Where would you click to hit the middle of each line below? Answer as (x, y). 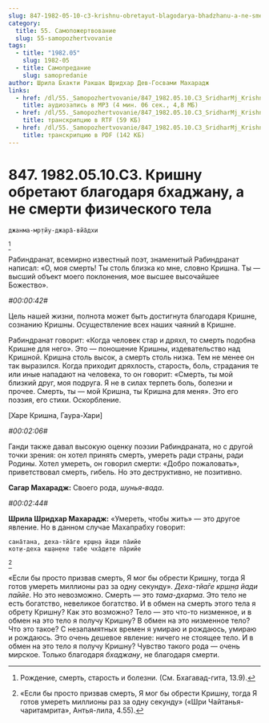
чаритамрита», (46, 710)
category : (25, 23)
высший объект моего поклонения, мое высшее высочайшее (114, 276)
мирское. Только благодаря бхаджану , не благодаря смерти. (114, 654)
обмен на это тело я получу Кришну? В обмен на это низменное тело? (129, 620)
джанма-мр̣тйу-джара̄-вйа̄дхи (53, 230)
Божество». (28, 285)
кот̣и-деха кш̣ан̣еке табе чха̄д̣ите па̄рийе (75, 549)
